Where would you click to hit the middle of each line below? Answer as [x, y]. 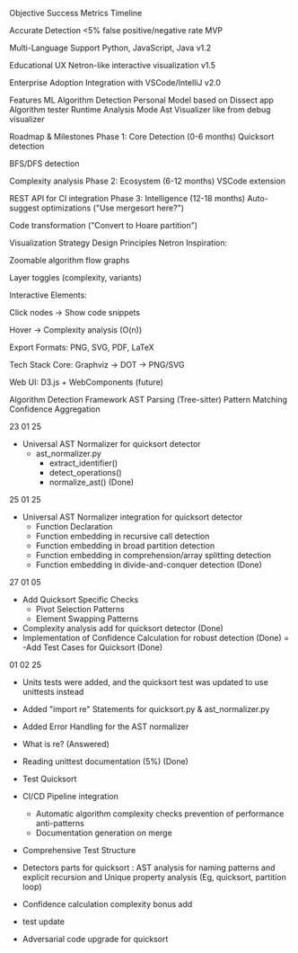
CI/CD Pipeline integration [70, 796]
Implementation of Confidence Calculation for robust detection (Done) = [156, 638]
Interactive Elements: [48, 295]
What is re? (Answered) [66, 744]
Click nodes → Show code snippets [75, 312]
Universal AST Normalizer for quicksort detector [111, 444]
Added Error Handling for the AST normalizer [105, 726]
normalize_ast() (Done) [92, 482]
